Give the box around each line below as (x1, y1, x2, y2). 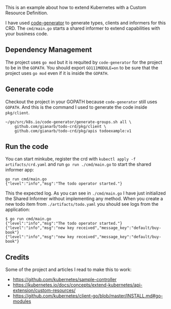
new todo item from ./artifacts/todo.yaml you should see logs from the (5, 201, 159, 207)
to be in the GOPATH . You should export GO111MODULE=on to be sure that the (5, 64, 159, 71)
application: (5, 206, 30, 213)
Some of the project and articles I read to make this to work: (5, 266, 132, 273)
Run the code (5, 142, 49, 151)
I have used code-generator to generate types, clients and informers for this (5, 20, 166, 26)
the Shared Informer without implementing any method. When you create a (5, 196, 163, 202)
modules (12, 298, 32, 304)
